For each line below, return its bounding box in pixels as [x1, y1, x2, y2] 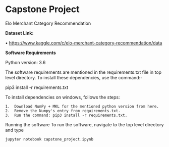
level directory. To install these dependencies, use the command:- [5, 74, 143, 80]
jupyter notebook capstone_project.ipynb [5, 136, 94, 142]
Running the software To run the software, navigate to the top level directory [5, 121, 164, 127]
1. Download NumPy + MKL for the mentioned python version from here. [5, 104, 159, 109]
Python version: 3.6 [5, 59, 46, 65]
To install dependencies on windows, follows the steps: [5, 94, 120, 100]
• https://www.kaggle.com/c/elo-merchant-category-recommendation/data [5, 39, 162, 46]
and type [5, 127, 24, 133]
